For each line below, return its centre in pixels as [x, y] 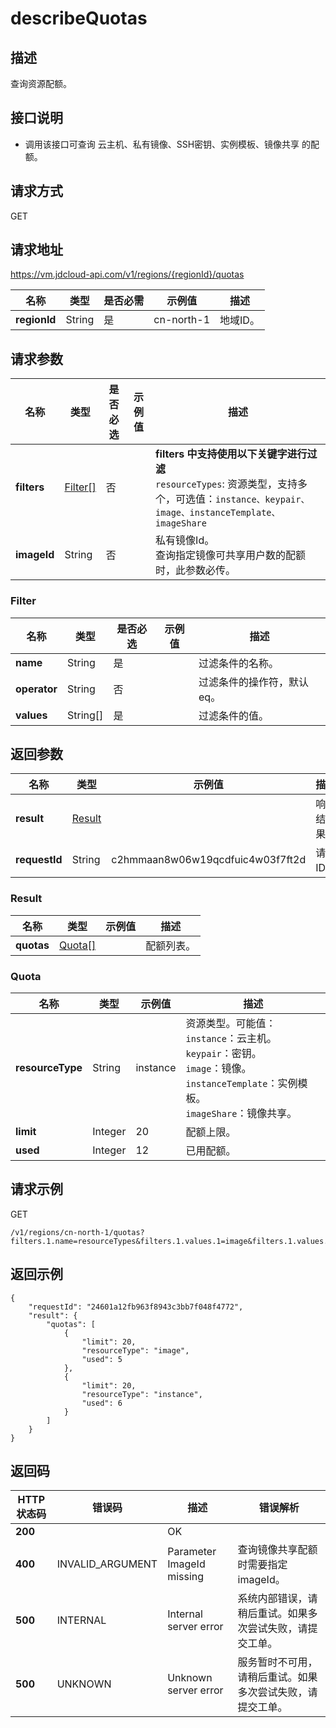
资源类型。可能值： [231, 1023]
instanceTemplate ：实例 [241, 1083]
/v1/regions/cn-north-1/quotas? [77, 1232]
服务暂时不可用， [277, 1662]
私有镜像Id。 [185, 540]
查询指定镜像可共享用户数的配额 [231, 555]
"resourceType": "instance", [142, 1394]
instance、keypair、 [262, 500]
